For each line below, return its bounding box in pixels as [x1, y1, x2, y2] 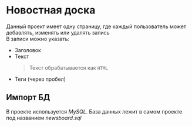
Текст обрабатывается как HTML [29, 64, 109, 71]
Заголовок [14, 46, 41, 53]
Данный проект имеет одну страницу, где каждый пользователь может [6, 23, 187, 30]
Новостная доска [6, 4, 96, 17]
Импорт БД [6, 92, 50, 102]
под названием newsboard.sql [6, 114, 82, 121]
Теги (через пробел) [14, 75, 66, 83]
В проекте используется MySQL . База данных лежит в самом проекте [6, 108, 183, 115]
